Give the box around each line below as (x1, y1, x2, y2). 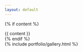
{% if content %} (4, 21, 39, 27)
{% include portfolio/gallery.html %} (4, 41, 79, 47)
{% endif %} (4, 36, 30, 42)
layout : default (4, 7, 38, 12)
